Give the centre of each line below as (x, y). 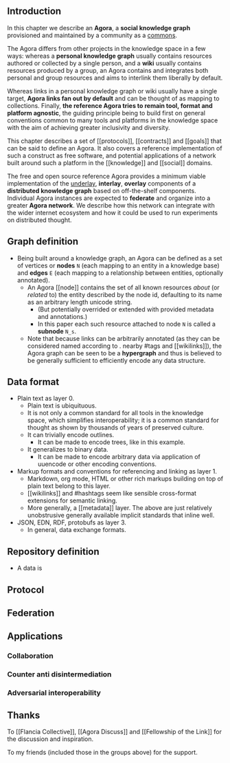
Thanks (24, 715)
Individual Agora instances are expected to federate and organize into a (109, 198)
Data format (33, 382)
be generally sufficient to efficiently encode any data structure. (116, 360)
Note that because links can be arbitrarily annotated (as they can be (124, 338)
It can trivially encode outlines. (71, 435)
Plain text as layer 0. (46, 399)
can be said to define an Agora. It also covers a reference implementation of (115, 148)
